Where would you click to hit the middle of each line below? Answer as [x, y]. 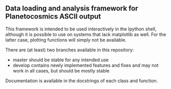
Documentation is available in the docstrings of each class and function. [82, 81]
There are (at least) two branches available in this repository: [70, 50]
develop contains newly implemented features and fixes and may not [85, 65]
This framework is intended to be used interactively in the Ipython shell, [81, 29]
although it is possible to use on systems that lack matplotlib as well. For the [86, 34]
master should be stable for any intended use [61, 60]
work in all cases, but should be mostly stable [61, 70]
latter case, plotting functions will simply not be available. [66, 40]
